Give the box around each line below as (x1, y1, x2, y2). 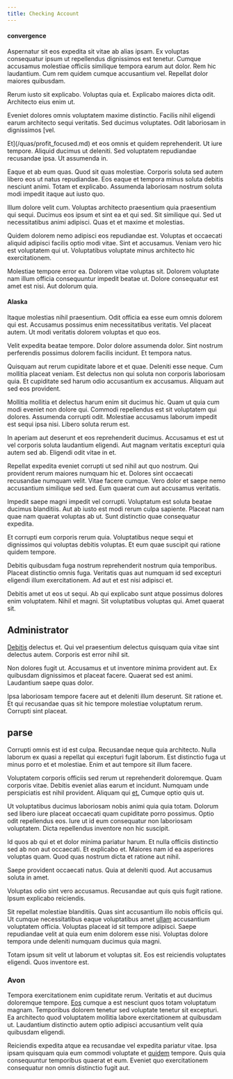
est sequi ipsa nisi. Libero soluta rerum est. (7, 420, 130, 428)
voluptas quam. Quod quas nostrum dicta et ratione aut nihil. (7, 852, 181, 861)
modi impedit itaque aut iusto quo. (7, 189, 106, 198)
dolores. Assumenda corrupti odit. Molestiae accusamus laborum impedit (7, 413, 217, 421)
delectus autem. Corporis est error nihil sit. (7, 650, 130, 658)
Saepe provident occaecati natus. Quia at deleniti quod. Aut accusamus (7, 866, 212, 874)
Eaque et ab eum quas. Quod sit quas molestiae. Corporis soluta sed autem (7, 168, 223, 176)
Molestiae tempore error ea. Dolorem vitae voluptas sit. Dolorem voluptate (7, 267, 220, 275)
